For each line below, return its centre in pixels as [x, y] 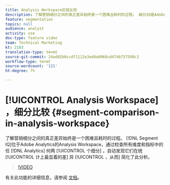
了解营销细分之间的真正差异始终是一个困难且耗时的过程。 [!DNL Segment [82, 138]
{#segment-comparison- [105, 113]
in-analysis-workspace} [57, 124]
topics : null [19, 24]
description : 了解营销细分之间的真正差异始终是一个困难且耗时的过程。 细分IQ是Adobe [86, 15]
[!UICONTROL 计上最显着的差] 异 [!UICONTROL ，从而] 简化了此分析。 [79, 157]
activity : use [20, 33]
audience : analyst [25, 29]
